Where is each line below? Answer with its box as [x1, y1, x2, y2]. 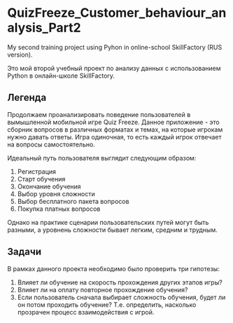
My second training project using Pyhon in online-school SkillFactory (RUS [7, 43, 223, 51]
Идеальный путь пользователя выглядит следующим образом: [7, 153, 197, 162]
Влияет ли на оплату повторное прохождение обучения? [17, 285, 188, 294]
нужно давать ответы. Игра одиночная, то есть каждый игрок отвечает [7, 132, 222, 141]
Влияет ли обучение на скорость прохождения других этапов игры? [17, 278, 223, 287]
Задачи [7, 246, 42, 258]
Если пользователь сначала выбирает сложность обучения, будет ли [17, 293, 226, 301]
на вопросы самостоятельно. [7, 140, 96, 149]
